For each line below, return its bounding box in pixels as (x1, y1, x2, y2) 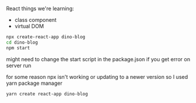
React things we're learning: (6, 5, 75, 12)
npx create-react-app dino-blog (6, 34, 85, 40)
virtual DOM (14, 23, 44, 29)
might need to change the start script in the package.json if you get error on (6, 55, 190, 62)
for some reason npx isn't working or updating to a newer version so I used (6, 73, 188, 80)
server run (6, 62, 31, 69)
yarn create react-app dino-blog (6, 91, 88, 97)
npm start (6, 45, 31, 51)
